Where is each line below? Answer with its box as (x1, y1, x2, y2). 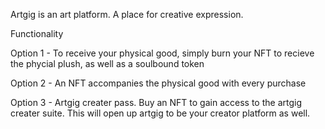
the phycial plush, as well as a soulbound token (10, 58, 205, 69)
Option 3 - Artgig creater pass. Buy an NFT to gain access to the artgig (10, 97, 302, 108)
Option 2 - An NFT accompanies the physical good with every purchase (10, 77, 307, 89)
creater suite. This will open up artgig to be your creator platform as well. (10, 107, 311, 119)
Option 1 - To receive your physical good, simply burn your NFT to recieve (10, 47, 315, 59)
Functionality (10, 28, 64, 39)
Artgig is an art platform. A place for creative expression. (10, 9, 244, 20)
